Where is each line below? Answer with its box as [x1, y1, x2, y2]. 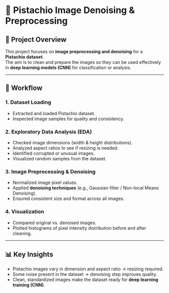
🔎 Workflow [5, 84, 43, 92]
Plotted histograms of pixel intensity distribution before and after [12, 225, 146, 231]
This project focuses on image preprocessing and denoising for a [5, 49, 143, 54]
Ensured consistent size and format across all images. [12, 196, 125, 202]
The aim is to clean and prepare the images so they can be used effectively [5, 59, 161, 65]
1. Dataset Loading [5, 99, 51, 106]
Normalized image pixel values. [12, 179, 78, 185]
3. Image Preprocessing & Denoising [5, 168, 96, 175]
